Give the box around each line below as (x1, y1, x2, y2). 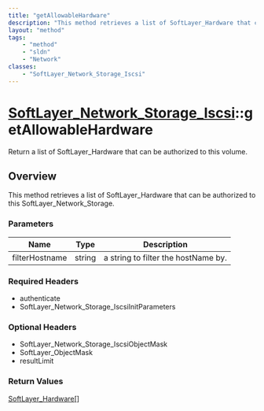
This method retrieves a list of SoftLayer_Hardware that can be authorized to (8, 191, 256, 200)
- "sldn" (22, 48, 51, 56)
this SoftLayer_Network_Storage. (8, 198, 115, 209)
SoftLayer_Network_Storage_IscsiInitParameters (19, 302, 176, 311)
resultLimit (19, 356, 54, 366)
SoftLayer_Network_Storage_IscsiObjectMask (19, 339, 168, 349)
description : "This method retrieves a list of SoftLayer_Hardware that (8, 19, 251, 27)
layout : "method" (8, 26, 65, 34)
